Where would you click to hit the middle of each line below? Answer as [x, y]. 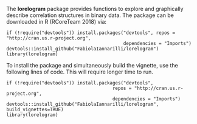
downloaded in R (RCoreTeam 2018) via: [57, 22]
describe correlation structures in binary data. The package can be [90, 15]
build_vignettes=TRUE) [35, 109]
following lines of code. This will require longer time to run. [80, 72]
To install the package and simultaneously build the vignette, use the [92, 65]
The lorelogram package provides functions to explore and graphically [95, 9]
